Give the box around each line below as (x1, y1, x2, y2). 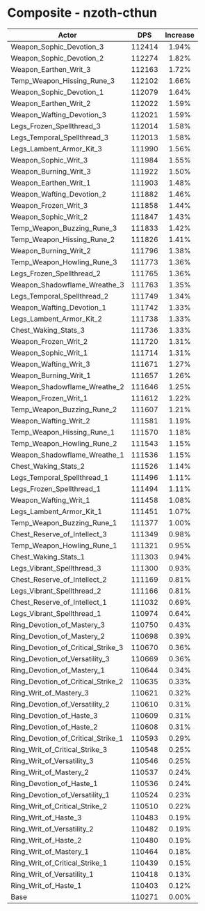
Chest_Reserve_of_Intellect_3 (10, 529, 108, 539)
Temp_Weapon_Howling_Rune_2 (10, 438, 117, 448)
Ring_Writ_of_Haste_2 (10, 835, 82, 845)
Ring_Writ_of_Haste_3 (10, 813, 82, 822)
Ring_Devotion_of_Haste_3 (10, 710, 99, 720)
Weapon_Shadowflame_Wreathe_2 (10, 382, 125, 391)
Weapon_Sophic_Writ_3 (10, 155, 88, 165)
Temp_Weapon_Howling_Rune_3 (10, 257, 117, 266)
